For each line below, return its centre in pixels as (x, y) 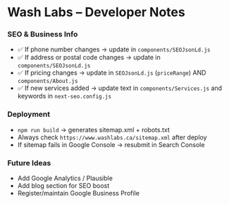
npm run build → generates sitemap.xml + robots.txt (94, 129)
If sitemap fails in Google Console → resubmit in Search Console (111, 144)
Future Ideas (29, 162)
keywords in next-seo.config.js (64, 96)
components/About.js (48, 82)
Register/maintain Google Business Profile (78, 193)
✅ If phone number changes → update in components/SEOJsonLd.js (114, 49)
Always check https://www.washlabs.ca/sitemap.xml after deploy (112, 137)
